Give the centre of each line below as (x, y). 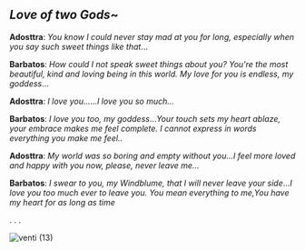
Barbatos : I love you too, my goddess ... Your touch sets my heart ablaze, (145, 118)
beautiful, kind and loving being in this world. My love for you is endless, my (152, 74)
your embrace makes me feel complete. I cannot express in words (133, 128)
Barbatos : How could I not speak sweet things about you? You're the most (149, 64)
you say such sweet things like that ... (79, 46)
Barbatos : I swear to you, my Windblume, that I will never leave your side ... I (151, 183)
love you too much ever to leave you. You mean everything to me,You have (149, 192)
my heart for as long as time (62, 202)
